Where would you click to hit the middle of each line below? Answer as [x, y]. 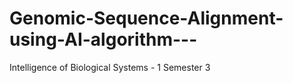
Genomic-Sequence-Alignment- [146, 18]
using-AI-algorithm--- [103, 39]
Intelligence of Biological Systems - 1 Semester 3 [110, 67]
